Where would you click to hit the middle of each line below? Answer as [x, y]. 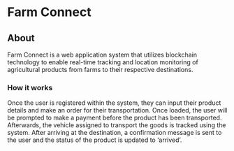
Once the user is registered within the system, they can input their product [114, 103]
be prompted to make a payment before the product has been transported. [115, 118]
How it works [30, 87]
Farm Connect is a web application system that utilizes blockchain [102, 55]
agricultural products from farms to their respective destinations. [100, 70]
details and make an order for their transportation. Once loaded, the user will [117, 110]
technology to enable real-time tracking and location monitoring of [103, 62]
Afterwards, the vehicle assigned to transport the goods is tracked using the [117, 125]
